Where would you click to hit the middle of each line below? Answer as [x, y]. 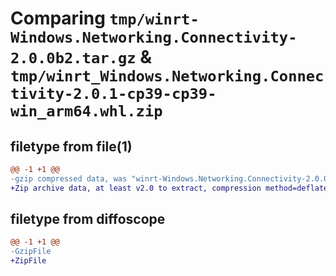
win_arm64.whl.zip [86, 111]
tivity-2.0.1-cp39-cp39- [113, 94]
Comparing [58, 18]
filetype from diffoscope [88, 219]
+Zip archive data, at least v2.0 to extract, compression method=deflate [169, 188]
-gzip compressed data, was [69, 178]
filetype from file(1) [71, 146]
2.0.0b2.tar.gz [73, 58]
